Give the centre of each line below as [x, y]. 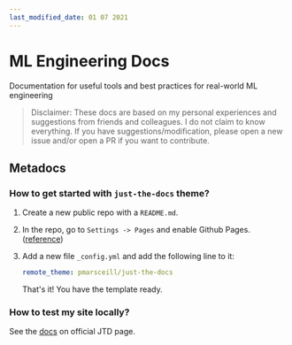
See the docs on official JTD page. [72, 332]
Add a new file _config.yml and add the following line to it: [128, 257]
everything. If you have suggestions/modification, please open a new [157, 131]
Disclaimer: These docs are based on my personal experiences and [154, 112]
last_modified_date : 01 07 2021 [69, 17]
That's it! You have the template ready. [92, 289]
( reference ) [42, 239]
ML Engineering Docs [89, 61]
